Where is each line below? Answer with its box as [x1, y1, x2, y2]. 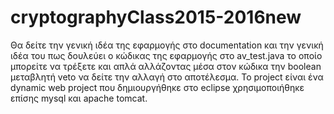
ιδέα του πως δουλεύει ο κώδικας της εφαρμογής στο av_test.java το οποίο [10, 49, 323, 61]
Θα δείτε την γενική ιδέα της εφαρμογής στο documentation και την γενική [10, 39, 324, 51]
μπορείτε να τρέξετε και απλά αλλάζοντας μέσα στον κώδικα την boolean [10, 60, 322, 72]
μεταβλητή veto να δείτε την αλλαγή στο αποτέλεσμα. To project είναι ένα [10, 71, 324, 83]
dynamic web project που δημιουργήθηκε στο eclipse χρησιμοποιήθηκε [10, 81, 305, 93]
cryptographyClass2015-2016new [10, 6, 302, 29]
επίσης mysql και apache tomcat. [10, 92, 148, 104]
